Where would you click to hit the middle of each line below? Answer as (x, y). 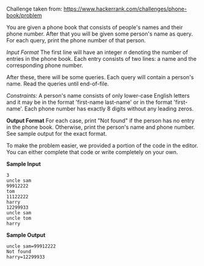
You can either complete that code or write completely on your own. (92, 152)
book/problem (24, 15)
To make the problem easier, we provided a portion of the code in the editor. (102, 146)
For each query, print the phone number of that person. (76, 40)
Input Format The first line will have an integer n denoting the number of (97, 52)
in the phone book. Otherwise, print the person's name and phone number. (101, 127)
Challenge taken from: (34, 9)
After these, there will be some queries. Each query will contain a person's (100, 77)
